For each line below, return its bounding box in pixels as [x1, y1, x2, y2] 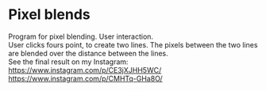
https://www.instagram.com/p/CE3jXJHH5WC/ [8, 65, 162, 74]
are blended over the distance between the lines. [8, 48, 168, 58]
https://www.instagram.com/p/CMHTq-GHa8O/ [8, 74, 163, 83]
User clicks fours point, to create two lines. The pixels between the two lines [8, 40, 258, 49]
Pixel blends [8, 6, 91, 24]
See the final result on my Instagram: [8, 57, 129, 66]
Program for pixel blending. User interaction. [8, 32, 153, 41]
